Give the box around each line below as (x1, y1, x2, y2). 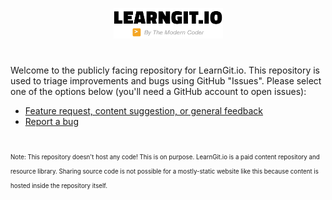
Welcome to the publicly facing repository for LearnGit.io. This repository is (10, 64, 320, 76)
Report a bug (24, 115, 79, 127)
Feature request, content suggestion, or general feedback (24, 104, 264, 117)
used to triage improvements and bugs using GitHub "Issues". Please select (10, 74, 322, 87)
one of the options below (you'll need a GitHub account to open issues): (10, 85, 307, 97)
